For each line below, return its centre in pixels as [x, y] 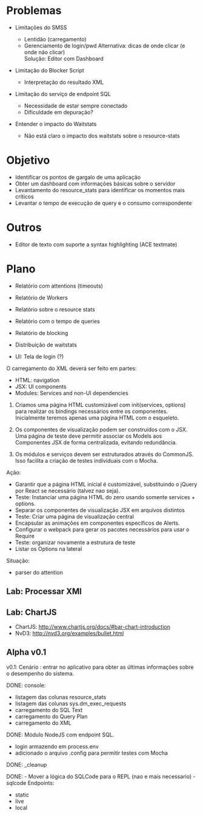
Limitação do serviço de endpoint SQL [63, 94]
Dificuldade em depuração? [59, 112]
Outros [24, 228]
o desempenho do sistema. [40, 673]
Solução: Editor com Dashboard [64, 58]
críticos [25, 196]
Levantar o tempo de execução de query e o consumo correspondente [103, 203]
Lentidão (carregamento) [55, 39]
